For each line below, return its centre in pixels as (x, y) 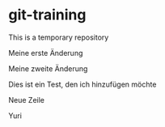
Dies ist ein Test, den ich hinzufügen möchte (82, 84)
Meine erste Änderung (46, 53)
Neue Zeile (26, 99)
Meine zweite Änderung (48, 68)
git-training (47, 15)
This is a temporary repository (59, 37)
